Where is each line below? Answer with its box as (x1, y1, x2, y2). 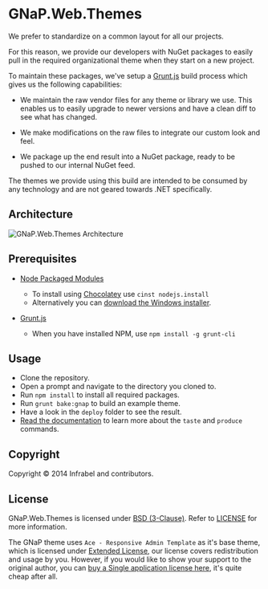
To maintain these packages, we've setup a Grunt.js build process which (8, 71, 248, 80)
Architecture (8, 208, 74, 221)
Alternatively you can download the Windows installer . (31, 298, 212, 307)
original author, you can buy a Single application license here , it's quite (8, 563, 242, 572)
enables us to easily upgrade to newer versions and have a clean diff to (19, 104, 257, 113)
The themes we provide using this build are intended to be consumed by (8, 176, 248, 185)
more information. (8, 522, 67, 531)
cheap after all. (8, 571, 58, 581)
